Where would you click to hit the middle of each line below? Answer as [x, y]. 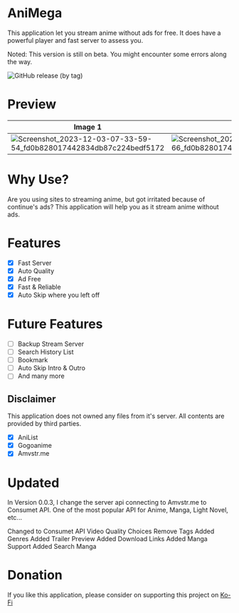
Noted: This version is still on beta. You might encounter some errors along [117, 54]
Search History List [46, 352]
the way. [20, 61]
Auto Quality [36, 271]
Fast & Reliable [39, 287]
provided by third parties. [44, 424]
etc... [15, 518]
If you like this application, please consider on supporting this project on [113, 595]
